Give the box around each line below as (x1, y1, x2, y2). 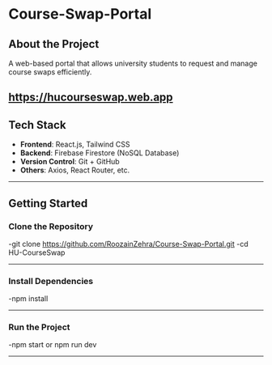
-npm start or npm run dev (8, 340, 97, 350)
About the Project (8, 37, 100, 51)
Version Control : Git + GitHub (19, 157, 120, 167)
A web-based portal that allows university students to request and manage (8, 58, 257, 68)
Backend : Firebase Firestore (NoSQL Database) (19, 148, 180, 158)
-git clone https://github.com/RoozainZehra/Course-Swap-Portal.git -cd (8, 239, 249, 248)
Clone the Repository (8, 220, 94, 231)
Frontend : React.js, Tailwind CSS (19, 139, 131, 150)
